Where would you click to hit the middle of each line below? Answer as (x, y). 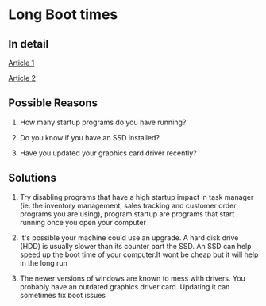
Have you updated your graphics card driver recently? (108, 153)
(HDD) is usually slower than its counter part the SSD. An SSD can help (135, 246)
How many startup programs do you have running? (103, 122)
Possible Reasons (53, 103)
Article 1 (21, 63)
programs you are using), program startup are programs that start (127, 214)
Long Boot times (63, 15)
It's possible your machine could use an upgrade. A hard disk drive (129, 237)
